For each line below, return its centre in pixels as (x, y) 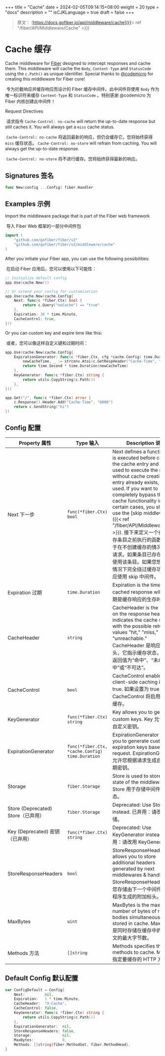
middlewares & (129, 875)
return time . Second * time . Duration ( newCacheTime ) (76, 366)
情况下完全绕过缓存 (135, 569)
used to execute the (135, 470)
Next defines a (129, 452)
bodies (120, 917)
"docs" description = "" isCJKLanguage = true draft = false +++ (70, 12)
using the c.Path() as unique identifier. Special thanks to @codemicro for (79, 74)
